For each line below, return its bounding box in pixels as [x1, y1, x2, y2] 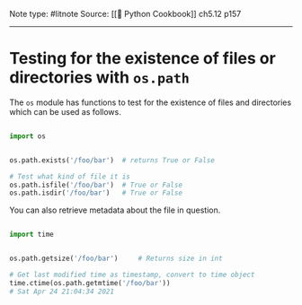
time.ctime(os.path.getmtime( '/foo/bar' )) [9, 278, 171, 287]
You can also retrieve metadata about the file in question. [9, 205, 221, 215]
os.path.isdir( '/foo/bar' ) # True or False [9, 188, 182, 197]
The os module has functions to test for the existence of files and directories [9, 97, 292, 108]
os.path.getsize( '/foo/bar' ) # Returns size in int [9, 254, 223, 264]
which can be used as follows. [9, 106, 121, 117]
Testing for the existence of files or [9, 48, 276, 69]
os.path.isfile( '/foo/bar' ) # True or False [9, 180, 182, 189]
